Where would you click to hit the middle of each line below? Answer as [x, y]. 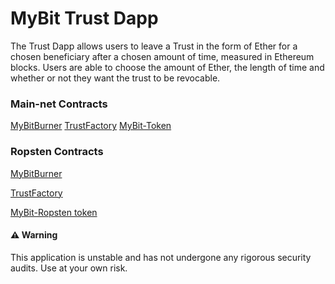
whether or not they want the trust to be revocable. [115, 78]
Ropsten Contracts [57, 152]
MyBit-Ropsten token [54, 212]
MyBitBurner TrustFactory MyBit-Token [91, 126]
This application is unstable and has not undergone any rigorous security [161, 257]
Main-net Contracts [59, 104]
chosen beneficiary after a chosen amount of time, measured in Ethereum [162, 56]
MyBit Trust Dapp [84, 18]
